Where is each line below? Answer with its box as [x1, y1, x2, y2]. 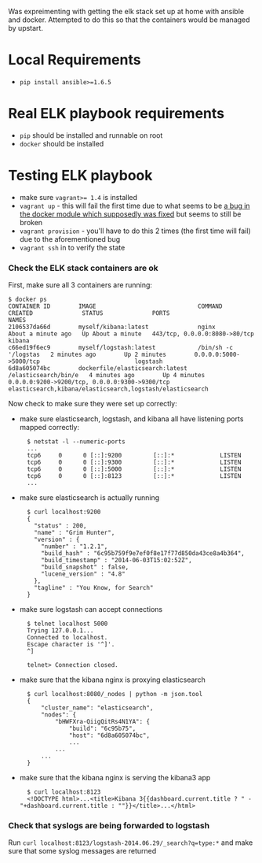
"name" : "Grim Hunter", [34, 529, 115, 537]
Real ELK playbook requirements [8, 105, 225, 123]
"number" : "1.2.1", [40, 543, 108, 550]
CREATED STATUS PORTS [8, 309, 170, 317]
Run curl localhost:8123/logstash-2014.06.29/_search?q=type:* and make [8, 838, 253, 847]
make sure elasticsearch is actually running [19, 493, 160, 502]
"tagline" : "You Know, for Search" [34, 584, 154, 592]
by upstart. [8, 24, 43, 32]
